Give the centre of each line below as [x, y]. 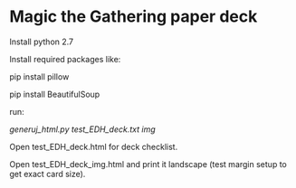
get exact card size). [48, 174]
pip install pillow [39, 76]
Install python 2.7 [42, 42]
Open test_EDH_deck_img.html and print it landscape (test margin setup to [148, 164]
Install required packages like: [65, 59]
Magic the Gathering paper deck [134, 17]
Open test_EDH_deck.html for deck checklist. [94, 146]
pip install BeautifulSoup [55, 94]
